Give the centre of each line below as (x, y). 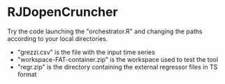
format (27, 74)
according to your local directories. (58, 38)
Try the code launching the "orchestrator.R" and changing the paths (105, 31)
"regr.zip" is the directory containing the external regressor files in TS (117, 67)
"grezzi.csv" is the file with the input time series (86, 52)
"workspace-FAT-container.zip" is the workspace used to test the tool (118, 59)
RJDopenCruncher (63, 12)
